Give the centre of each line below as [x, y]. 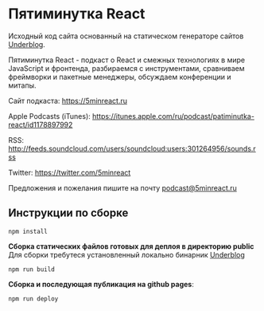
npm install [28, 231]
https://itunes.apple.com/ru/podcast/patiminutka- [173, 116]
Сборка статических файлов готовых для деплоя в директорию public [131, 246]
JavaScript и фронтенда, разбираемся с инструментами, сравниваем [126, 68]
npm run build [32, 269]
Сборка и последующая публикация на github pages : [101, 284]
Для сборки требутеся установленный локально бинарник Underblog [126, 254]
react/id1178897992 [41, 124]
